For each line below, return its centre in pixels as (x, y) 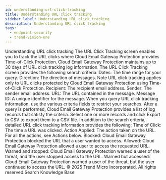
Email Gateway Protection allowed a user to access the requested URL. (78, 146)
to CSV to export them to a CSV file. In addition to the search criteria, (76, 120)
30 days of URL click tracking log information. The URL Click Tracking (76, 67)
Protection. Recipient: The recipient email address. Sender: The (87, 88)
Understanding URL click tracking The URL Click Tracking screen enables (80, 51)
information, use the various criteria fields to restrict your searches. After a (81, 104)
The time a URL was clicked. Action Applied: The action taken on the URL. (81, 130)
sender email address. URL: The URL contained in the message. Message (80, 93)
